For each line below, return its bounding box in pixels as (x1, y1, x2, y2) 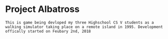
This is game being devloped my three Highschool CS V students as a (5, 20, 154, 25)
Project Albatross (5, 3, 79, 15)
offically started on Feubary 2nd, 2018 (5, 28, 92, 33)
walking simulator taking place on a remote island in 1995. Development (5, 24, 163, 29)
